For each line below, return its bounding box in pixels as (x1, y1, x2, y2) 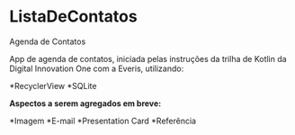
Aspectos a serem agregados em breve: (9, 97, 162, 109)
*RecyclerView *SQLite (9, 80, 97, 91)
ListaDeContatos (9, 6, 138, 27)
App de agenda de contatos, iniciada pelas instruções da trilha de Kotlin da (9, 53, 287, 64)
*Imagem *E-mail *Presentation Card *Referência (9, 115, 196, 126)
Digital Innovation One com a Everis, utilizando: (9, 63, 184, 74)
